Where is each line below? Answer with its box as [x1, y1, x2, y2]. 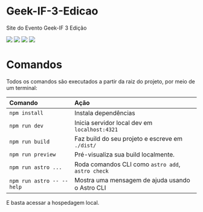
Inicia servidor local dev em [74, 118, 153, 127]
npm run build [9, 138, 50, 145]
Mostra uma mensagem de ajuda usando [74, 176, 190, 184]
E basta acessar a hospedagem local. [6, 199, 100, 206]
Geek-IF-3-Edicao [6, 4, 98, 18]
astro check [74, 167, 109, 175]
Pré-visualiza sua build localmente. [74, 150, 175, 158]
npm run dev [9, 122, 44, 129]
